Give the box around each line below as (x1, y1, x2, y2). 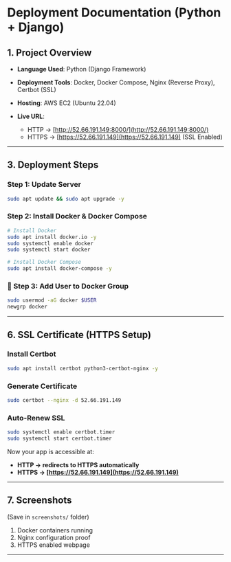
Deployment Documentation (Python (7, 5, 221, 21)
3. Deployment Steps (7, 159, 99, 171)
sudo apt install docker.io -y (7, 234, 97, 240)
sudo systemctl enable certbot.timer (7, 429, 115, 436)
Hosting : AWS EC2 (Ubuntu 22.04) (16, 99, 117, 107)
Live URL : (16, 112, 45, 120)
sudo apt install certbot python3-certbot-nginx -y (7, 365, 158, 372)
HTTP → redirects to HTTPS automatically (16, 460, 140, 469)
